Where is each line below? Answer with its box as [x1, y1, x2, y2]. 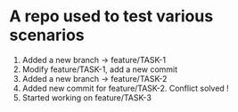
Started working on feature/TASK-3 [21, 92, 152, 103]
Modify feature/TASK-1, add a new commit [21, 64, 178, 75]
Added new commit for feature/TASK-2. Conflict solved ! [21, 83, 229, 93]
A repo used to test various [9, 6, 214, 27]
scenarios [9, 25, 85, 45]
